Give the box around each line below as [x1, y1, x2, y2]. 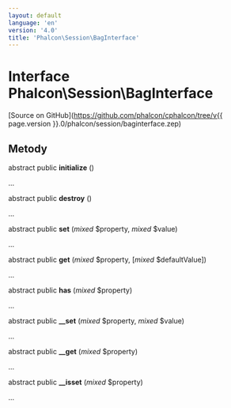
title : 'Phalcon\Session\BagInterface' [8, 33, 140, 42]
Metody [8, 142, 47, 155]
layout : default [8, 11, 62, 20]
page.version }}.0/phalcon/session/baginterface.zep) [8, 119, 182, 129]
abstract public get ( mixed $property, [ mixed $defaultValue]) [8, 255, 207, 264]
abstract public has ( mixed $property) [8, 285, 133, 295]
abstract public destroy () [8, 194, 93, 202]
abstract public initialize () [8, 163, 95, 172]
